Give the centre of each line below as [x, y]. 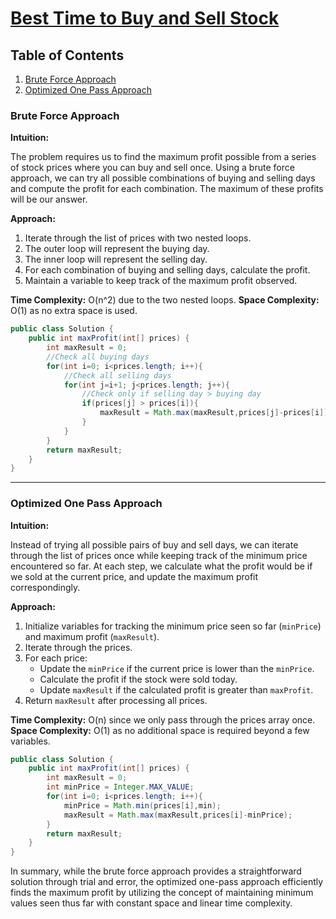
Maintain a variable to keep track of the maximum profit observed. [161, 281]
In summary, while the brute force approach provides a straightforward [156, 871]
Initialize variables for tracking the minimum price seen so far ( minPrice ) [173, 626]
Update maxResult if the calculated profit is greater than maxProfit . [176, 689]
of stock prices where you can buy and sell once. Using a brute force [152, 168]
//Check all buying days [98, 357]
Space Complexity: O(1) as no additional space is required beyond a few [160, 730]
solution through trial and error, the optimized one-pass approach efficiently [167, 882]
